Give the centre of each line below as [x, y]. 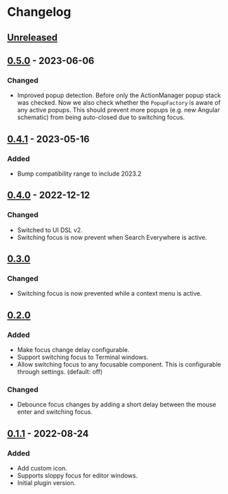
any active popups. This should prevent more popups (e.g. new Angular [118, 110]
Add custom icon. [42, 468]
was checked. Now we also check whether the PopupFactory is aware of [119, 103]
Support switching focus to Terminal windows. [83, 357]
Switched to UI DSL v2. [50, 230]
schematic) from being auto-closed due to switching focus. [101, 117]
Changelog [39, 12]
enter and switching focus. [55, 412]
